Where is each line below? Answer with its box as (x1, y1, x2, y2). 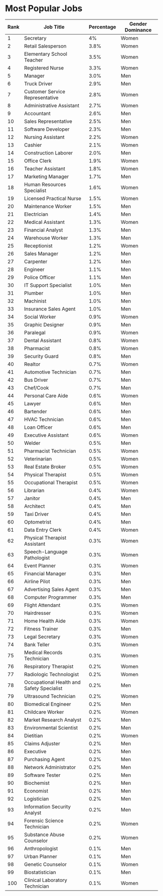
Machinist (24, 297, 47, 304)
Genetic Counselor (24, 861, 67, 867)
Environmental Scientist (24, 724, 78, 731)
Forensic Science (24, 817, 64, 824)
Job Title (43, 23, 65, 30)
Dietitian (24, 732, 43, 739)
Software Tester (24, 772, 61, 778)
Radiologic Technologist (24, 671, 79, 677)
